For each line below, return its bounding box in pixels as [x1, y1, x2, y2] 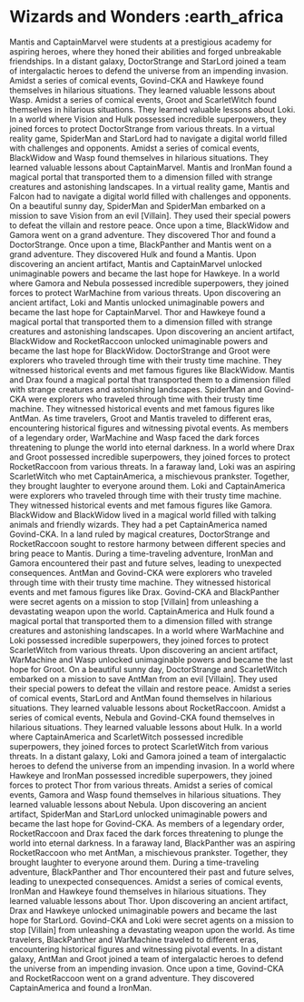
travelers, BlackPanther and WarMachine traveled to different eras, [9, 934, 259, 945]
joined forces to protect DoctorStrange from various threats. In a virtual [9, 123, 275, 134]
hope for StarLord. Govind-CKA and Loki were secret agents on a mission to [9, 915, 294, 926]
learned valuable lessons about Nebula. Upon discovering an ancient [9, 799, 267, 809]
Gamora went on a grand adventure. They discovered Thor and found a [9, 229, 277, 240]
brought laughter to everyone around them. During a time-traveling [9, 857, 260, 868]
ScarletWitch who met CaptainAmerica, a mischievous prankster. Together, [9, 471, 290, 481]
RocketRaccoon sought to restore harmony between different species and [9, 538, 286, 549]
